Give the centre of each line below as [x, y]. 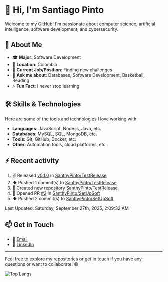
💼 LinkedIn [23, 245]
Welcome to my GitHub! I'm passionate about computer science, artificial [80, 24]
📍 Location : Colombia [35, 64]
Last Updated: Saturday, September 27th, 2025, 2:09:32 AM [67, 208]
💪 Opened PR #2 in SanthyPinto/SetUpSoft [56, 193]
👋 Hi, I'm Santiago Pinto [55, 10]
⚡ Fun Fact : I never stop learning [46, 86]
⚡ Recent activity [32, 161]
